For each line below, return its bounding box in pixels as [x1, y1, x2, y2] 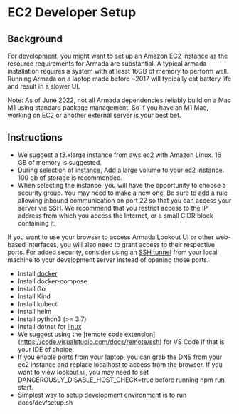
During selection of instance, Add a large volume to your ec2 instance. [17, 166, 225, 174]
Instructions [7, 131, 63, 143]
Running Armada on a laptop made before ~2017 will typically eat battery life [7, 74, 232, 83]
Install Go [17, 284, 46, 293]
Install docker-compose [17, 276, 87, 286]
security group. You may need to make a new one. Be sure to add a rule [17, 188, 228, 197]
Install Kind [17, 292, 51, 301]
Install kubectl [17, 299, 59, 308]
